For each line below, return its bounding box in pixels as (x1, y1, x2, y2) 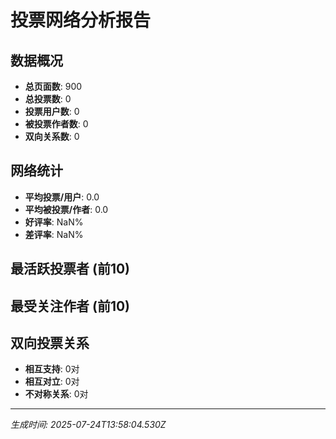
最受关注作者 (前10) (10, 297, 131, 315)
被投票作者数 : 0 (24, 118, 89, 130)
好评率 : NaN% (24, 216, 84, 228)
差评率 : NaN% (24, 228, 84, 240)
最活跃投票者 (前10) (10, 261, 131, 278)
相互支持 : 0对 (24, 363, 80, 375)
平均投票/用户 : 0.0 (24, 191, 100, 203)
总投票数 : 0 (24, 93, 72, 105)
